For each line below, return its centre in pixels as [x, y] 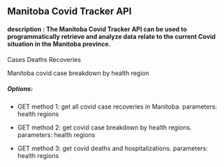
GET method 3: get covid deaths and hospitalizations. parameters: [112, 148]
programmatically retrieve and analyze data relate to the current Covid [112, 36]
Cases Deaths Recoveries [44, 59]
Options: [20, 89]
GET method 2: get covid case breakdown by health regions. [104, 127]
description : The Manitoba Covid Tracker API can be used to [97, 29]
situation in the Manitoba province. [59, 44]
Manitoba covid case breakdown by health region [79, 73]
